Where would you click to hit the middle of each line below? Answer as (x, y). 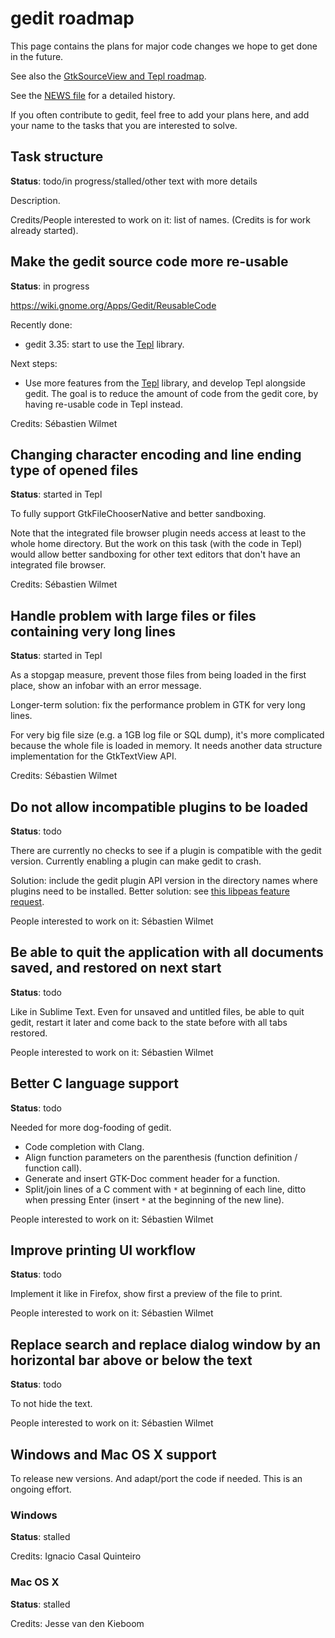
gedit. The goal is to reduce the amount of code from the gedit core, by (171, 393)
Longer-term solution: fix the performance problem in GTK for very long (158, 705)
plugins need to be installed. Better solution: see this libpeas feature (150, 891)
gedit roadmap (72, 18)
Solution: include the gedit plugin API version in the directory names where (164, 880)
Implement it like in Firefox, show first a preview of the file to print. (146, 1294)
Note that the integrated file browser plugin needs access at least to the (158, 533)
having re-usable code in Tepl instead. (103, 404)
